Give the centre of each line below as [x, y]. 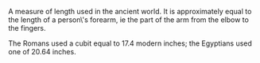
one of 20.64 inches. [43, 52]
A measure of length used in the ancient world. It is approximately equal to [130, 11]
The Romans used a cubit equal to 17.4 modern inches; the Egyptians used [130, 43]
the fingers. [27, 28]
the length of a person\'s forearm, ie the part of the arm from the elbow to [128, 20]
